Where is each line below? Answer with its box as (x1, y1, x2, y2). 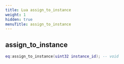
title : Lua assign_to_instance (5, 7, 71, 13)
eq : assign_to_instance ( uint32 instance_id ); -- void (5, 54, 119, 59)
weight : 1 (5, 12, 26, 17)
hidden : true (5, 17, 33, 22)
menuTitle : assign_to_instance (5, 21, 71, 27)
